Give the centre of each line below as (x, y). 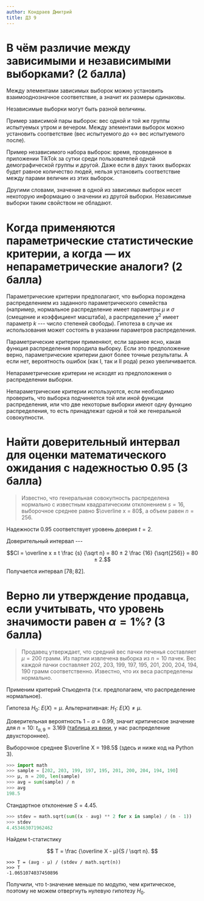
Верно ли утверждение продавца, (98, 596)
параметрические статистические (100, 240)
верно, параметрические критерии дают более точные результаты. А (97, 355)
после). (16, 140)
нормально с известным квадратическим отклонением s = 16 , (103, 504)
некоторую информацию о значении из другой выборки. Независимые (99, 197)
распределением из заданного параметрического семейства (87, 303)
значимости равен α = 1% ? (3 (86, 622)
